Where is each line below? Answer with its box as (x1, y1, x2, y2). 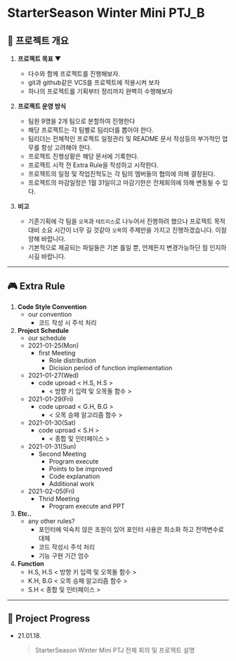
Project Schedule (17, 326, 69, 334)
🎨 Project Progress (7, 613, 91, 624)
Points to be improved (48, 464, 113, 473)
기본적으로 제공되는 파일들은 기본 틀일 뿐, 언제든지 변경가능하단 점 (27, 244, 209, 251)
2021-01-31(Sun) (27, 442, 77, 450)
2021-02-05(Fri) (27, 487, 75, 495)
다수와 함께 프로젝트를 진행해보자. (27, 70, 121, 78)
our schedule (27, 334, 67, 342)
